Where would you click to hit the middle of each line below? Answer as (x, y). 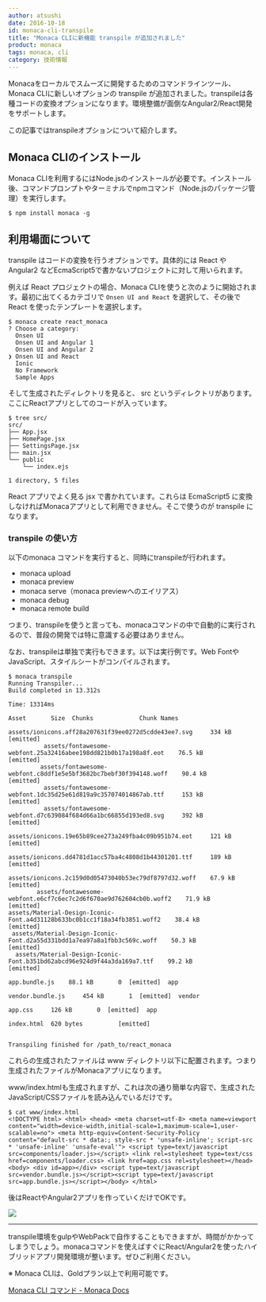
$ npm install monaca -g (49, 213)
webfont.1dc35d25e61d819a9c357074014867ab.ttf (86, 795)
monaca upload (45, 573)
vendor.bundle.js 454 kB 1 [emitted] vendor (104, 996)
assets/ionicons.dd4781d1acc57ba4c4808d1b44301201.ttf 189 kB (120, 857)
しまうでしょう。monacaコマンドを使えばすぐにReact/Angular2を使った (126, 1246)
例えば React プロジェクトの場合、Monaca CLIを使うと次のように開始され (129, 287)
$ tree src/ (28, 418)
